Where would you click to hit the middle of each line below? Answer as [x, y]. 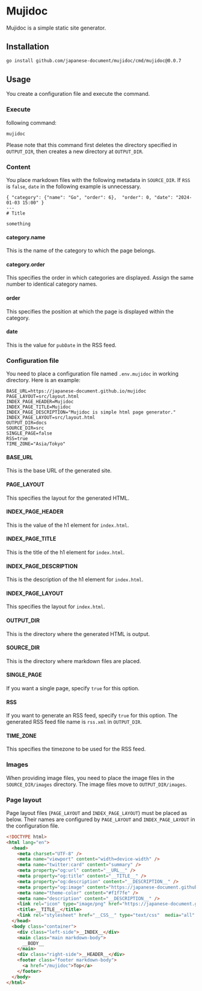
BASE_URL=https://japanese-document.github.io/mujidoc [76, 391]
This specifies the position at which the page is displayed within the [90, 311]
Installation [28, 47]
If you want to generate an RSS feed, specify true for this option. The [92, 716]
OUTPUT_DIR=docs [26, 423]
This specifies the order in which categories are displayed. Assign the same [100, 278]
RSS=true [17, 439]
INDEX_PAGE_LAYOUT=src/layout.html [51, 418]
